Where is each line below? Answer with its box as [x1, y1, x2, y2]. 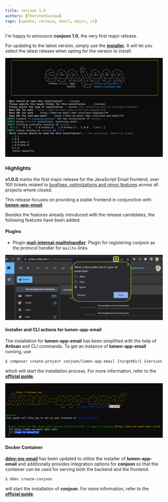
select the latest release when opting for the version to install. [5, 48, 132, 54]
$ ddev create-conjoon [5, 476, 52, 481]
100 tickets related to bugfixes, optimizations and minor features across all [5, 181, 158, 187]
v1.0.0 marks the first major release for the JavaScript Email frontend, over [5, 176, 159, 182]
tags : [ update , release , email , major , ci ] [5, 19, 97, 24]
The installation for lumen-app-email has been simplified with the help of [5, 338, 156, 344]
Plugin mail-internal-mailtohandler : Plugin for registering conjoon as [12, 239, 155, 245]
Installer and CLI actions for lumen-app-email [5, 327, 101, 333]
